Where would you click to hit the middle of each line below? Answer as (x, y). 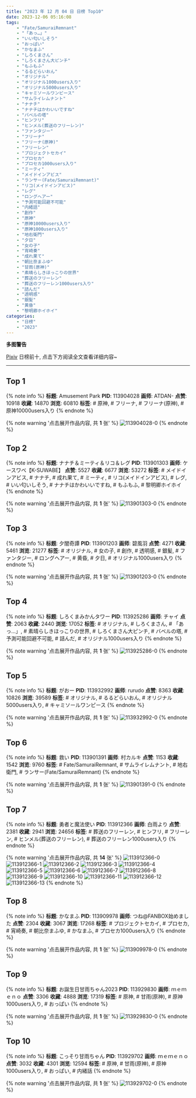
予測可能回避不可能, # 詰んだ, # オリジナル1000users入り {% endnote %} (94, 638)
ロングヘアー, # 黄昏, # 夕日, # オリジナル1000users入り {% (111, 558)
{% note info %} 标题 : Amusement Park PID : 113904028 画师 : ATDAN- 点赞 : (97, 396)
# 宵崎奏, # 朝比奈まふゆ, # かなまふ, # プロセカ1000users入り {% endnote (96, 931)
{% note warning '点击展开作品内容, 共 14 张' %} (64, 857)
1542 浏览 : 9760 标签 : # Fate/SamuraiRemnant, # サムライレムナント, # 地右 (97, 765)
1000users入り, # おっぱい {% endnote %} (57, 1004)
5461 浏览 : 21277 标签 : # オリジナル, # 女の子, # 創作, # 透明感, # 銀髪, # (92, 550)
